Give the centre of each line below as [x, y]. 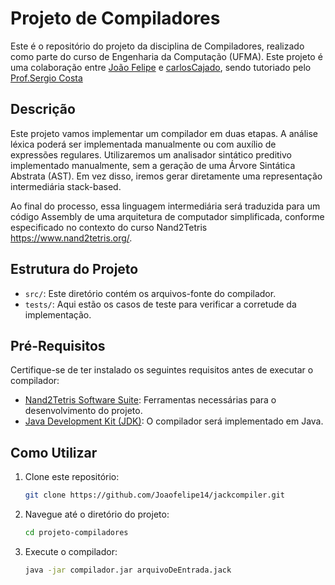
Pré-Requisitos [58, 345]
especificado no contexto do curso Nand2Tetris [109, 227]
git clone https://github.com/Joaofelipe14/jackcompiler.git [155, 495]
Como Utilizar [54, 452]
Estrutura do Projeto [74, 269]
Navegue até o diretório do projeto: [97, 514]
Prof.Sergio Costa [46, 78]
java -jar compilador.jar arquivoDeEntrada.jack [128, 570]
